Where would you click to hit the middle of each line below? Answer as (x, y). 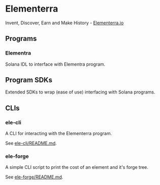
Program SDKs (29, 80)
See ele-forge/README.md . (34, 177)
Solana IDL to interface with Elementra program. (55, 64)
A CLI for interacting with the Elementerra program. (59, 133)
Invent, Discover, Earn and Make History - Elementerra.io (65, 23)
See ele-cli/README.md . (31, 143)
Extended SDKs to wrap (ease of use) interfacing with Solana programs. (80, 92)
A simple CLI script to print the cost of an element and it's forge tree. (77, 167)
